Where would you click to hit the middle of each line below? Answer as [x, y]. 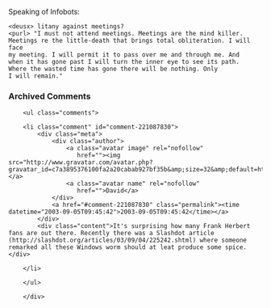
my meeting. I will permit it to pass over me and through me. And [124, 55]
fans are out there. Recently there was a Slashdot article [112, 234]
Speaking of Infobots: [44, 12]
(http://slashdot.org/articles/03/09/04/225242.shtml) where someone [128, 240]
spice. [236, 247]
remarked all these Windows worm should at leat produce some [115, 247]
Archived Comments [50, 96]
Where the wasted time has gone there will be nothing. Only [113, 69]
